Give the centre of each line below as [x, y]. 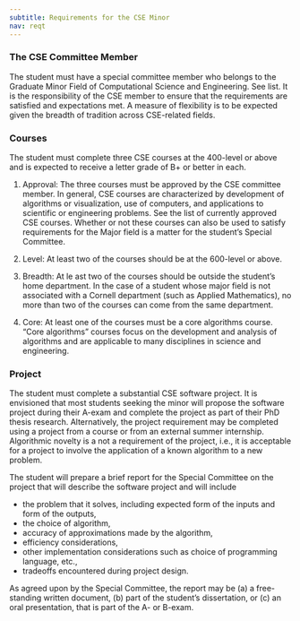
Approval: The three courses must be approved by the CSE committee [152, 185]
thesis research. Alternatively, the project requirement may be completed [144, 422]
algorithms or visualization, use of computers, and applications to [143, 203]
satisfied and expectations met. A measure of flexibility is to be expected [143, 105]
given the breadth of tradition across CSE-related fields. [112, 115]
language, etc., [50, 562]
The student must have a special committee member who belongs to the [143, 76]
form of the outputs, [59, 514]
